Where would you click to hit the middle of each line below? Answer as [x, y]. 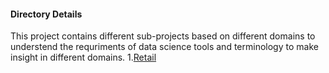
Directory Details [46, 14]
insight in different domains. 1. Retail [83, 57]
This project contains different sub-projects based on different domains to [163, 36]
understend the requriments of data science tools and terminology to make [164, 47]
